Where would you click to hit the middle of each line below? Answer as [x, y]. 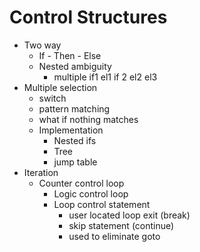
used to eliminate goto [114, 236]
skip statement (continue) [121, 225]
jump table [75, 162]
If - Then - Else [70, 55]
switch [52, 98]
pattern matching [74, 108]
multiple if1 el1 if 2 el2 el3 [105, 77]
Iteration [41, 172]
